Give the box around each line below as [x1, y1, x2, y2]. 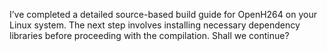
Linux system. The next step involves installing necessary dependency [9, 19, 301, 31]
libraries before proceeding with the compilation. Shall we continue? [9, 30, 290, 41]
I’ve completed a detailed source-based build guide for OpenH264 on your [9, 9, 317, 20]
